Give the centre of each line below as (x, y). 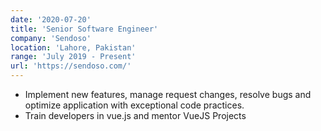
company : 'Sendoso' (51, 38)
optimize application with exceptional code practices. (134, 105)
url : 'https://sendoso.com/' (71, 66)
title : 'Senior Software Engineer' (84, 29)
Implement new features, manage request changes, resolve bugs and (168, 94)
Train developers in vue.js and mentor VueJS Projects (135, 115)
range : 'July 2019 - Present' (73, 57)
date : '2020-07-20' (51, 19)
